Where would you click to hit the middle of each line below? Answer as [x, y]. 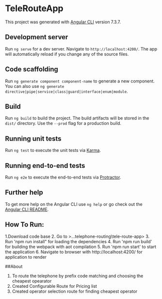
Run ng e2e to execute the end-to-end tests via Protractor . [63, 177]
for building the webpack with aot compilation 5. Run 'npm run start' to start [81, 247]
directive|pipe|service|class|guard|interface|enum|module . [66, 91]
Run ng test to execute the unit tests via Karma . [53, 150]
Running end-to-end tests [45, 166]
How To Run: [25, 224]
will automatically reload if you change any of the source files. [67, 54]
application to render [26, 257]
